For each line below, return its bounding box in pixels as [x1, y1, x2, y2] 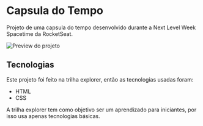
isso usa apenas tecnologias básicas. [6, 112, 101, 119]
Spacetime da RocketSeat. [6, 30, 73, 37]
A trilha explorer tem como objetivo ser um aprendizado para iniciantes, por [6, 106, 197, 113]
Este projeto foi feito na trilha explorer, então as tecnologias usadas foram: [6, 75, 194, 83]
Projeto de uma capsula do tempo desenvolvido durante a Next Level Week [6, 24, 196, 31]
